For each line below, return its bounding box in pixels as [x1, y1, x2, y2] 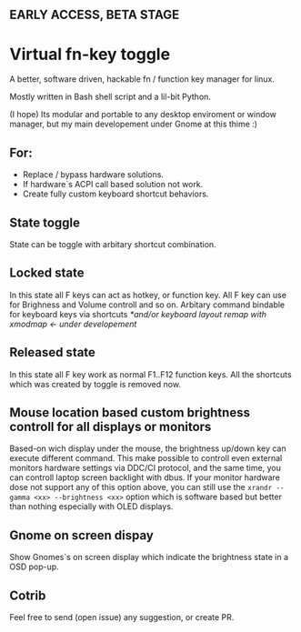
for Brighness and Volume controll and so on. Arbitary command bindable [9, 299, 286, 310]
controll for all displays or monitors [9, 418, 212, 435]
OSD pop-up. [9, 561, 59, 572]
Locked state [9, 266, 85, 281]
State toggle [9, 215, 80, 230]
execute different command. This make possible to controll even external [9, 453, 283, 464]
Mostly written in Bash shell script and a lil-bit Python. [9, 91, 212, 103]
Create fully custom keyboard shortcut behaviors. [22, 188, 209, 199]
